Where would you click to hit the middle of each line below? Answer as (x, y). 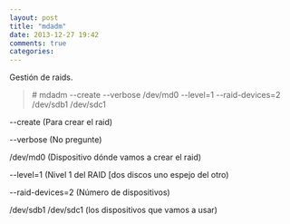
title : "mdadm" (38, 26)
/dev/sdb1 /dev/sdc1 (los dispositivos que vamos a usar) (113, 210)
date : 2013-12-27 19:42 (54, 34)
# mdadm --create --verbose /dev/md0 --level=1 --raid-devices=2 (156, 95)
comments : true (38, 43)
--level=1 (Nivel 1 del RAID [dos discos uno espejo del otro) (119, 175)
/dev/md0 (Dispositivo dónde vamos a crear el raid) (106, 157)
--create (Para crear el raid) (61, 122)
